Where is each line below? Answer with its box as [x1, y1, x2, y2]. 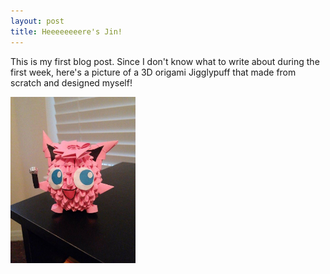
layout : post [10, 16, 65, 26]
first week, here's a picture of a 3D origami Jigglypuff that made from [10, 66, 297, 78]
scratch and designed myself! [10, 76, 133, 89]
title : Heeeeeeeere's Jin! [10, 26, 123, 37]
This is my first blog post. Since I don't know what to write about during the [10, 55, 320, 67]
